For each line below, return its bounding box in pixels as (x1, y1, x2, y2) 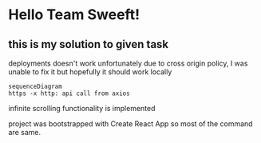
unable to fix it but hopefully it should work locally (8, 67, 172, 77)
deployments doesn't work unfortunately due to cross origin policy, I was (8, 58, 248, 68)
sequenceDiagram (8, 82, 62, 90)
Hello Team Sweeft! (8, 6, 140, 24)
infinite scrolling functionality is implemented (8, 104, 156, 113)
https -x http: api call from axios (8, 89, 130, 97)
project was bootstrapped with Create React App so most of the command (8, 119, 253, 129)
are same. (8, 128, 42, 137)
